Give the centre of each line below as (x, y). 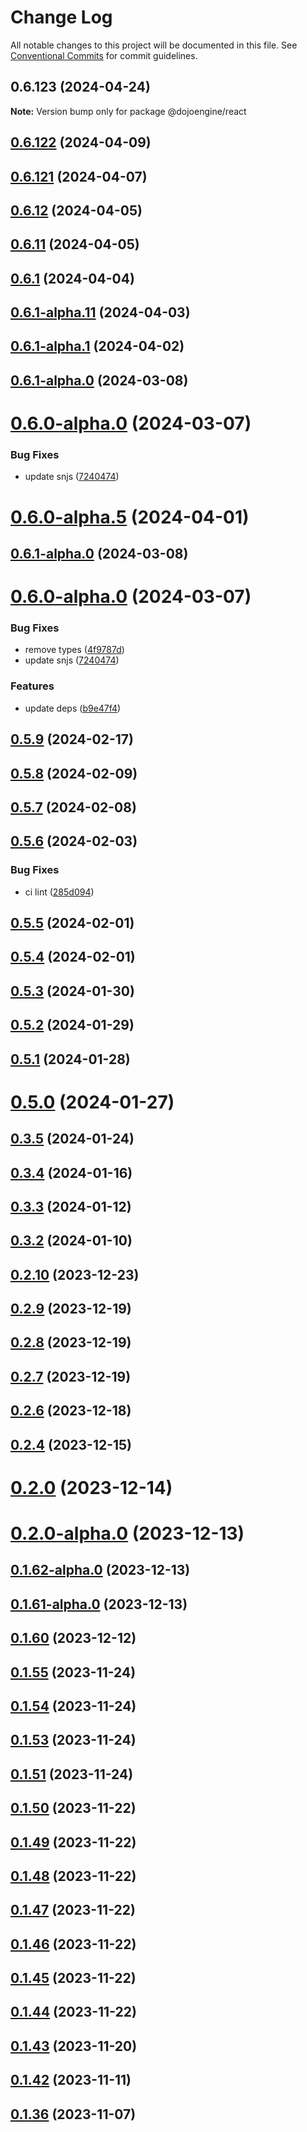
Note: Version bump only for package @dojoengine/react (128, 111)
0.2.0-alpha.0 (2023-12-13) (127, 1533)
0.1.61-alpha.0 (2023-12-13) (99, 1604)
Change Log (61, 17)
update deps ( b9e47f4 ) (73, 708)
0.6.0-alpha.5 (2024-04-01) (130, 517)
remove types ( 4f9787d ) (74, 650)
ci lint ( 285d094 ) (59, 892)
